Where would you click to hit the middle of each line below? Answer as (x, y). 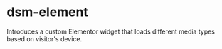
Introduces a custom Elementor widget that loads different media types (111, 31)
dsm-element (47, 12)
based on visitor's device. (44, 38)
